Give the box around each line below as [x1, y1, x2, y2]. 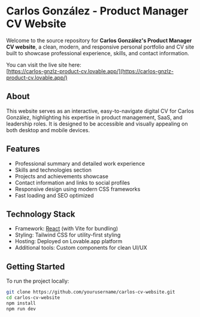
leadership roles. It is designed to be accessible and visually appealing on [6, 120, 188, 127]
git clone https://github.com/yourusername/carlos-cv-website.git [6, 289, 175, 295]
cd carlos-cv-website [6, 295, 60, 301]
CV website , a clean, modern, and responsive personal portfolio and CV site [6, 43, 195, 50]
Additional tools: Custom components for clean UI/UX [14, 244, 148, 252]
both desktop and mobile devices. [6, 126, 90, 133]
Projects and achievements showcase [14, 172, 109, 180]
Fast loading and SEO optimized [14, 192, 94, 199]
